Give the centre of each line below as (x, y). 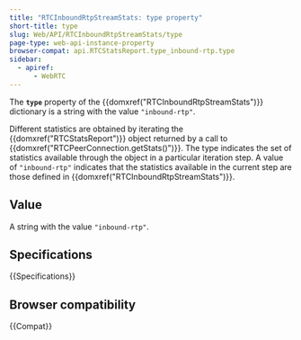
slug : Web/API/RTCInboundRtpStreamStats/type (96, 34)
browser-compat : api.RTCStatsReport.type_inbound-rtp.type (122, 51)
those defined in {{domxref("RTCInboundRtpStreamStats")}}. (122, 176)
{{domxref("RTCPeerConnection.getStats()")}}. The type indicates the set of (150, 148)
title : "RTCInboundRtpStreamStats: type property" (106, 18)
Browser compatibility (73, 304)
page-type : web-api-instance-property (82, 43)
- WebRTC (49, 76)
